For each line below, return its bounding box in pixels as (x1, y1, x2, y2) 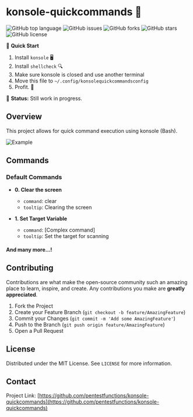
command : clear (23, 198, 57, 205)
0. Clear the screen (14, 187, 62, 194)
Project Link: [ (6, 392, 40, 399)
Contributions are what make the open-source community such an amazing (6, 278, 188, 285)
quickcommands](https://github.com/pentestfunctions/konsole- (6, 398, 159, 405)
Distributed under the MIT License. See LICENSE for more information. (6, 360, 172, 367)
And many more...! (6, 246, 52, 253)
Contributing (6, 263, 54, 273)
